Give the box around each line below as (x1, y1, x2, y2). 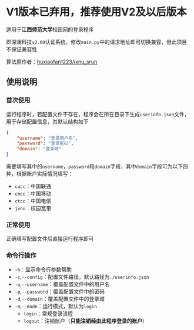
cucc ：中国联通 (14, 183, 52, 190)
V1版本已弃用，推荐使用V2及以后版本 (6, 5, 187, 19)
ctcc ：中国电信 (14, 197, 52, 204)
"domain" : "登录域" (16, 146, 62, 152)
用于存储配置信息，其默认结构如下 (6, 118, 89, 125)
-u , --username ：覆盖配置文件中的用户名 (14, 280, 110, 288)
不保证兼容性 (6, 45, 37, 53)
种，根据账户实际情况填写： (6, 170, 73, 177)
